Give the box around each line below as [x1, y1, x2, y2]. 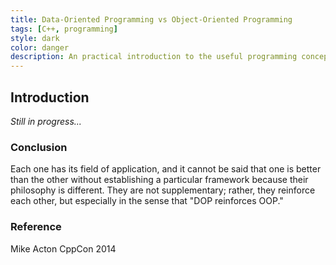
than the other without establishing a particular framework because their [10, 174, 309, 186]
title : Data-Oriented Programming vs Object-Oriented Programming [10, 14, 293, 25]
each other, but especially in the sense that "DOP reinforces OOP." [10, 195, 284, 207]
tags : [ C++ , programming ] [10, 24, 118, 34]
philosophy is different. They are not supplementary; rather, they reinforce [10, 184, 316, 196]
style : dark [10, 33, 60, 43]
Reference [10, 220, 62, 234]
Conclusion [10, 140, 68, 154]
